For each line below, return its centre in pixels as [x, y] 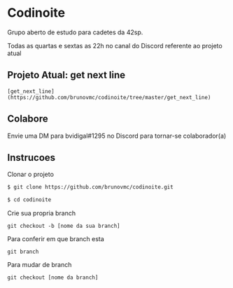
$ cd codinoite [29, 200]
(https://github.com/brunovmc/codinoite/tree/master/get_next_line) [109, 97]
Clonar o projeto [31, 174]
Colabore [28, 119]
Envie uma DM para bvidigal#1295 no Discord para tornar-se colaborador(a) [117, 136]
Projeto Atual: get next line [66, 75]
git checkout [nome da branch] [53, 278]
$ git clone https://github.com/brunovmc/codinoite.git [90, 187]
